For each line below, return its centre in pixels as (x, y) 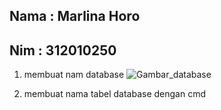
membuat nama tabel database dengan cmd (114, 94)
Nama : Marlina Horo (75, 16)
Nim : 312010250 (63, 50)
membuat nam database (74, 75)
